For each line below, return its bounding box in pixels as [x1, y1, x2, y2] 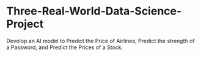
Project [6, 17, 44, 31]
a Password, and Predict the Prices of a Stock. [6, 44, 123, 51]
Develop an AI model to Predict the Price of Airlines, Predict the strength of [6, 37, 196, 44]
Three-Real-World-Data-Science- [6, 4, 182, 18]
